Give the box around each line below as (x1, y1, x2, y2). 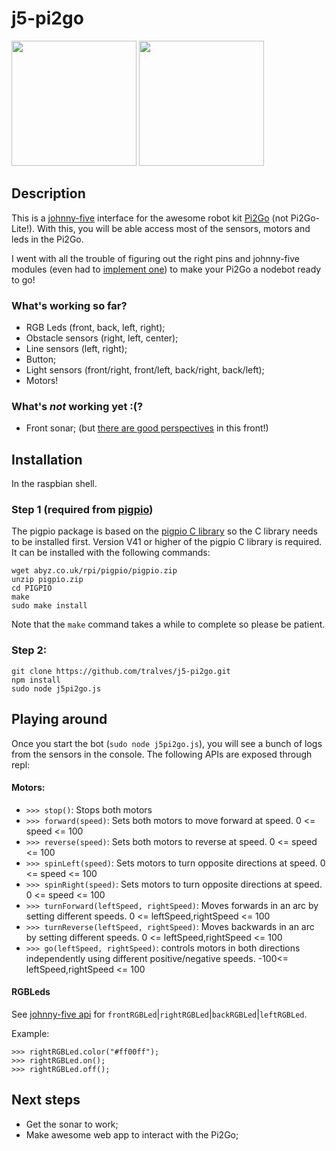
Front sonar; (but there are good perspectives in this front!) (25, 422, 269, 434)
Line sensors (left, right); (25, 343, 128, 355)
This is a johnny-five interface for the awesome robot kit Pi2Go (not (11, 212, 289, 224)
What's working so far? (11, 298, 128, 312)
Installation (11, 451, 83, 468)
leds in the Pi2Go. (11, 233, 84, 245)
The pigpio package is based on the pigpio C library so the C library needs (11, 525, 318, 537)
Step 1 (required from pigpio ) (11, 503, 154, 517)
